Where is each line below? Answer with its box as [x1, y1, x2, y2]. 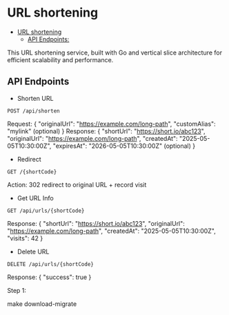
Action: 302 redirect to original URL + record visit [7, 180, 147, 189]
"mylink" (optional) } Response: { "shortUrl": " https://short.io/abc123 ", [7, 126, 206, 135]
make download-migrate [7, 299, 77, 308]
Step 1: [7, 286, 26, 294]
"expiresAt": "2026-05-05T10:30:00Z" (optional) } [52, 142, 195, 150]
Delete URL [17, 247, 50, 256]
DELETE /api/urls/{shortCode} [7, 260, 94, 267]
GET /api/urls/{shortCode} [7, 207, 85, 214]
